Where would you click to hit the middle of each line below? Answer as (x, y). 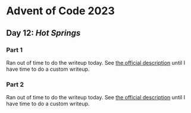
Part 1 (14, 50)
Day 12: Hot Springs (43, 33)
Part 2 (15, 84)
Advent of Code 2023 (60, 11)
